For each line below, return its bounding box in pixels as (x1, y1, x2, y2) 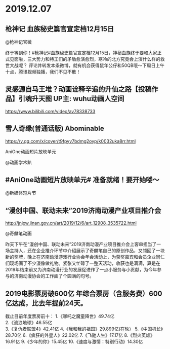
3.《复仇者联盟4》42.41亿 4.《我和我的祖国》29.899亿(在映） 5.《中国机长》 (5, 326, 163, 332)
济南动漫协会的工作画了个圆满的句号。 (14, 273, 94, 279)
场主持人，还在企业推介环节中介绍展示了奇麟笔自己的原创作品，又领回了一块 (5, 248, 165, 254)
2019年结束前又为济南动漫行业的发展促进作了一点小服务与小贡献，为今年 (5, 267, 157, 273)
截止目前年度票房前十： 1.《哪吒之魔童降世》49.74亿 (5, 313, 115, 320)
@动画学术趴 (5, 159, 32, 165)
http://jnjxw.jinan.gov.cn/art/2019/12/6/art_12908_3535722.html (5, 220, 137, 226)
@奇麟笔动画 (5, 230, 32, 236)
